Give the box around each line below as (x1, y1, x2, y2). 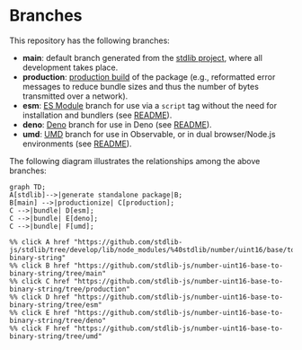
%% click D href (9, 293, 70, 302)
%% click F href (9, 324, 70, 333)
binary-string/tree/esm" (9, 300, 102, 310)
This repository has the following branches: (9, 35, 171, 46)
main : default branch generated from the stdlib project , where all (22, 52, 263, 63)
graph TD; (9, 182, 47, 191)
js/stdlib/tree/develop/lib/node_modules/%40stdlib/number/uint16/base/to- (9, 245, 299, 254)
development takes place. (22, 62, 119, 73)
